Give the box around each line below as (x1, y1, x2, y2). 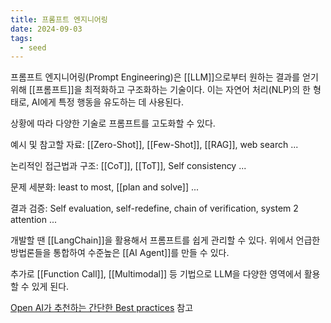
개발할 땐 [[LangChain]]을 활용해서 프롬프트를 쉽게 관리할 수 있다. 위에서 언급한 (10, 234, 321, 246)
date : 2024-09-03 (10, 24, 83, 34)
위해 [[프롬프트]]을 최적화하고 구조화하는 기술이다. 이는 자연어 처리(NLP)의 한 (10, 84, 311, 96)
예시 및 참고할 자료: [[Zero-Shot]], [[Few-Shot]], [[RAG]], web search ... (10, 139, 299, 151)
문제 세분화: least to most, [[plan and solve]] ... (10, 181, 200, 193)
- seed (19, 42, 47, 53)
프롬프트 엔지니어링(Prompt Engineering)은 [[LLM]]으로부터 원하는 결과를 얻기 (10, 71, 319, 83)
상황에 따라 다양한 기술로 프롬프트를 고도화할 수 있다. (10, 117, 216, 130)
